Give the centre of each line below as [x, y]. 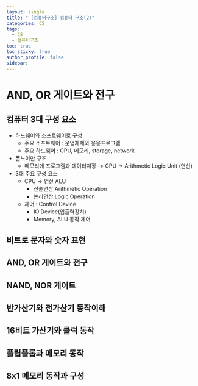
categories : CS [26, 23]
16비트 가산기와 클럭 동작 [50, 331]
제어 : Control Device [50, 204]
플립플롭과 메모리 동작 [45, 353]
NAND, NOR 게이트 [41, 285]
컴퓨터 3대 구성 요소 [41, 120]
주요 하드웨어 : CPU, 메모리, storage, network [80, 151]
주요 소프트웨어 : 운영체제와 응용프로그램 [72, 143]
